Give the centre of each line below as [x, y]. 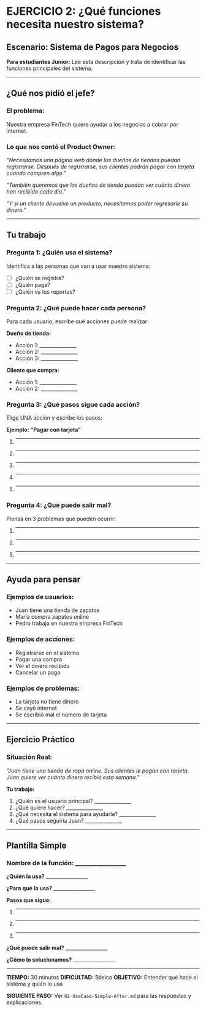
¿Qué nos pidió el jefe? [51, 93]
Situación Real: [29, 757]
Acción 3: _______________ [46, 358]
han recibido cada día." [36, 191]
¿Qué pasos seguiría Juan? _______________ [69, 820]
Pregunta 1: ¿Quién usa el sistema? [59, 253]
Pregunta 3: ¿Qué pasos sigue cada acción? [73, 405]
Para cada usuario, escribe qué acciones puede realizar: [78, 321]
